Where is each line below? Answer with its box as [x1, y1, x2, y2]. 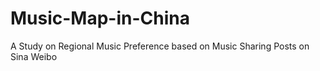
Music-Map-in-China [10, 7, 190, 30]
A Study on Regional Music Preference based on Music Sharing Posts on [10, 40, 310, 52]
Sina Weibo [10, 50, 58, 62]
